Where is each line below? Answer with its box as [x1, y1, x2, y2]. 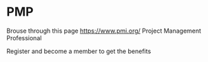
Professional [6, 33, 42, 42]
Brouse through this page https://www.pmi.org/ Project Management [6, 27, 201, 35]
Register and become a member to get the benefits [6, 47, 152, 55]
